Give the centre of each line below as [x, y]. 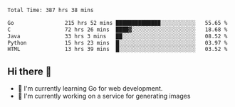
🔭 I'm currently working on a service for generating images [104, 96]
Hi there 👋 [30, 71]
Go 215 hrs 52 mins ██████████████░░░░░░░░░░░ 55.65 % [117, 23]
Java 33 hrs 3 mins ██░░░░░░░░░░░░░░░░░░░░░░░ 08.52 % [117, 36]
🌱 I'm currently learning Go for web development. [90, 89]
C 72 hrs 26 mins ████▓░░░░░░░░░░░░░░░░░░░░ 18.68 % [117, 29]
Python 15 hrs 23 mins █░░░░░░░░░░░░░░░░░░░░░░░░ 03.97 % [117, 43]
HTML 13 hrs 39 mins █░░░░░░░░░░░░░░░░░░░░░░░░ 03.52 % [117, 50]
